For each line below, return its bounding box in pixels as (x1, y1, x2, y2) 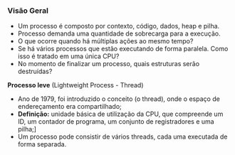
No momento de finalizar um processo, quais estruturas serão (17, 60, 200, 68)
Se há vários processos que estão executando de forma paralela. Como (17, 45, 229, 53)
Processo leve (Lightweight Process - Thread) (7, 81, 144, 90)
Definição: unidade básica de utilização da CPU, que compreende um (17, 109, 224, 119)
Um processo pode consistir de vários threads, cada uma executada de (17, 132, 228, 141)
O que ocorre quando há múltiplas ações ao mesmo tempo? (17, 37, 194, 46)
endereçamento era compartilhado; (17, 102, 122, 111)
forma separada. (17, 140, 67, 149)
